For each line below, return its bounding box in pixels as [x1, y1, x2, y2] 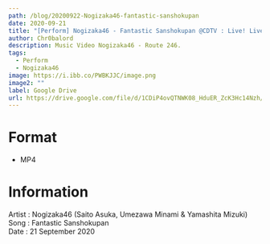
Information [8, 183, 88, 201]
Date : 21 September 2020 [8, 226, 95, 237]
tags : [8, 49, 27, 57]
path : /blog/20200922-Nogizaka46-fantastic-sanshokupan [8, 11, 199, 20]
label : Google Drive [8, 86, 78, 95]
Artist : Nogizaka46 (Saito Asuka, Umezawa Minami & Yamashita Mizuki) [8, 209, 248, 219]
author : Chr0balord [8, 34, 74, 43]
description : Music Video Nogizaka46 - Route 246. [8, 42, 182, 50]
